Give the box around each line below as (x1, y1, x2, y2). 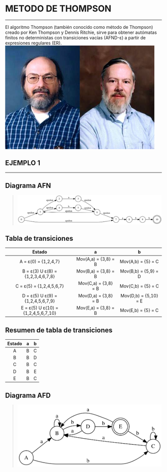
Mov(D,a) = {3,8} (78, 292, 113, 298)
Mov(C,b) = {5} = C (119, 283, 159, 289)
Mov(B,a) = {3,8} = (76, 268, 115, 274)
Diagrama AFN (5, 182, 51, 190)
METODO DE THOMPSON (5, 3, 112, 14)
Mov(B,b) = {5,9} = (120, 268, 159, 274)
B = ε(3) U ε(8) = (22, 268, 57, 274)
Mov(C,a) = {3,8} (78, 281, 113, 286)
